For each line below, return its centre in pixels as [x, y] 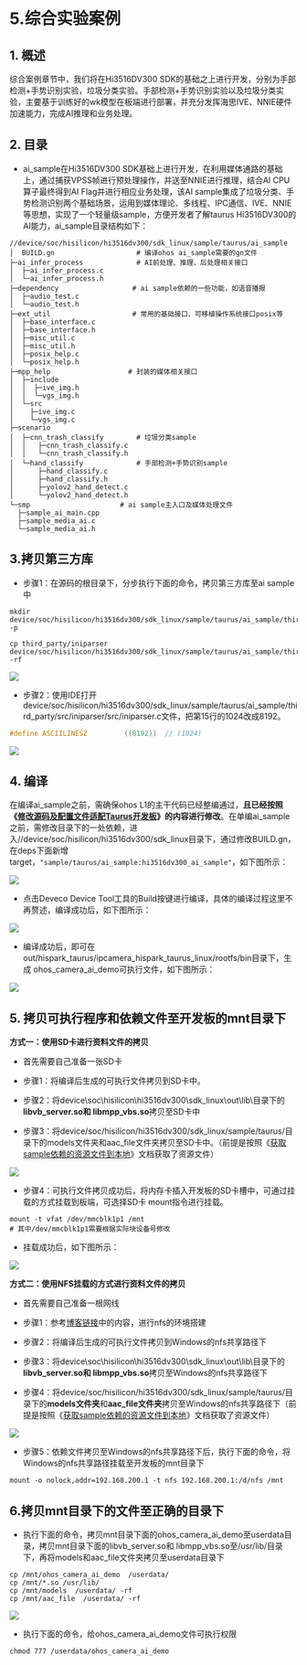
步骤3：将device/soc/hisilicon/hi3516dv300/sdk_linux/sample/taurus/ [153, 1131]
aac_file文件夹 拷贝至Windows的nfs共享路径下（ [198, 1404]
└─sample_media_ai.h [57, 528]
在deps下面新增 [39, 850]
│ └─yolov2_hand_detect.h [69, 495]
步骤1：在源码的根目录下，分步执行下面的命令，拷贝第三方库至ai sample [159, 582]
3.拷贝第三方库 [52, 559]
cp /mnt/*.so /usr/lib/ [55, 1583]
